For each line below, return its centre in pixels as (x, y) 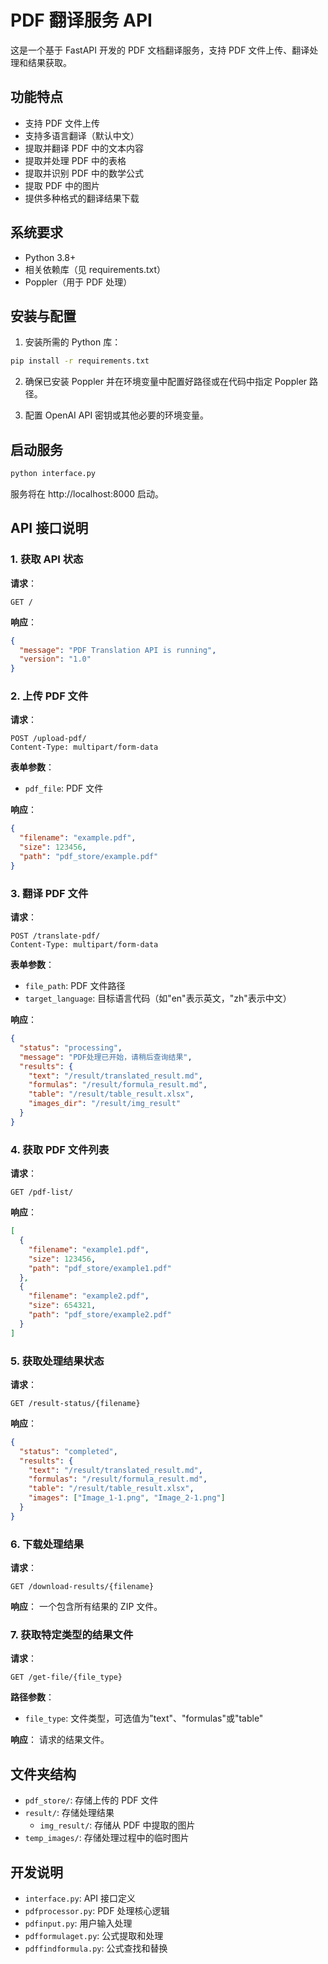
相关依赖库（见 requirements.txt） (95, 269)
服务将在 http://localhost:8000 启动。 (87, 493)
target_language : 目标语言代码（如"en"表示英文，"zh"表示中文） (158, 998)
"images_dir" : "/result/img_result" (105, 1104)
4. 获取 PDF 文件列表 (60, 1149)
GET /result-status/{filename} (75, 1403)
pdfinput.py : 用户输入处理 (78, 1923)
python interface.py (53, 474)
